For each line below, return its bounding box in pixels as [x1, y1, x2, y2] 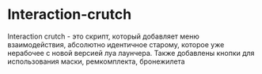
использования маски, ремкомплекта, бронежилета [7, 57, 185, 66]
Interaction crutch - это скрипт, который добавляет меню [7, 31, 199, 41]
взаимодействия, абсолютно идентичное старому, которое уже [7, 39, 225, 49]
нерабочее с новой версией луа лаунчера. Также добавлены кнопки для [7, 48, 255, 57]
